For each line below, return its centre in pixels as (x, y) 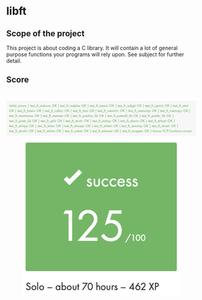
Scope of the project (45, 34)
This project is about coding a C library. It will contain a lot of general (92, 48)
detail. (14, 61)
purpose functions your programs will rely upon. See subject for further (95, 54)
